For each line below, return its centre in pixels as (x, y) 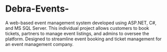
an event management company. (39, 44)
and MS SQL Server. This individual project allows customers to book (77, 28)
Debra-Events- (37, 9)
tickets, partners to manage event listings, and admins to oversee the (77, 33)
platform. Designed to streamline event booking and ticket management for (83, 39)
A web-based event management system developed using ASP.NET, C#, (81, 23)
